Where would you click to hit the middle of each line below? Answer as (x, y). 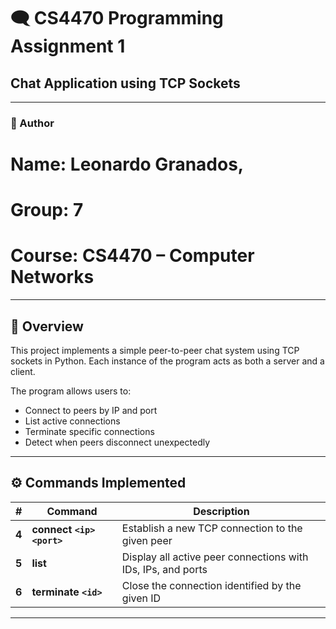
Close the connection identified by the (211, 585)
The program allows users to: (71, 391)
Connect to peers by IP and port (91, 411)
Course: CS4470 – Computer (132, 256)
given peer (147, 540)
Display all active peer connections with (215, 557)
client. (23, 372)
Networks (52, 277)
